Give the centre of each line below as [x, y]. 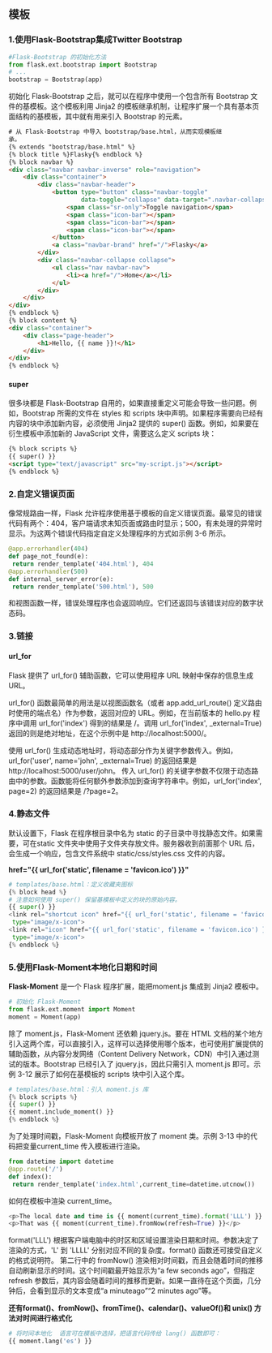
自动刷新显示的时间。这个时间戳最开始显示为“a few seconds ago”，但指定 [132, 1271]
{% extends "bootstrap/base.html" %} [72, 147]
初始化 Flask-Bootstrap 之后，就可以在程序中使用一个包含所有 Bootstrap [129, 97]
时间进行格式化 [47, 1318]
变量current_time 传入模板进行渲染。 [83, 1146]
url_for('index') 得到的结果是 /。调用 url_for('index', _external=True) [150, 723]
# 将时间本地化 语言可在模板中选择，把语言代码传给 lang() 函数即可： [115, 1334]
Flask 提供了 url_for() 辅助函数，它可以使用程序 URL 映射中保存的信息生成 [131, 675]
